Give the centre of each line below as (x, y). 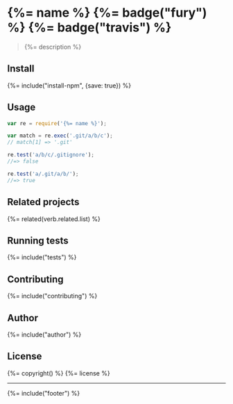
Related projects (43, 202)
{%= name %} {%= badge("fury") (107, 13)
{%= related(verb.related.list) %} (54, 219)
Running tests (38, 240)
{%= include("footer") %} (44, 393)
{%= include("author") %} (44, 334)
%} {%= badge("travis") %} (89, 27)
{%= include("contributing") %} (52, 296)
